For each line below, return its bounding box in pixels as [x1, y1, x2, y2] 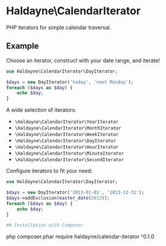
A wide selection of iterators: [6, 106, 76, 113]
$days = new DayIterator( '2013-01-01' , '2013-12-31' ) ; [6, 190, 145, 195]
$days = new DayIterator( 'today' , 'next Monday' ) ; [6, 79, 134, 85]
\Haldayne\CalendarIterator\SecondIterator [14, 157, 124, 163]
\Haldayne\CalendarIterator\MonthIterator [14, 125, 122, 131]
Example [6, 41, 39, 51]
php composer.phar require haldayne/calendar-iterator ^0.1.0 [6, 233, 155, 240]
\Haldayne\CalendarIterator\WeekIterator [14, 132, 119, 138]
